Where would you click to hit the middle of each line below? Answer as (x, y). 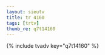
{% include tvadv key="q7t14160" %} (52, 46)
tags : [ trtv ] (23, 23)
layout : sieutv (25, 12)
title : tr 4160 (25, 18)
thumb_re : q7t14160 (31, 29)
